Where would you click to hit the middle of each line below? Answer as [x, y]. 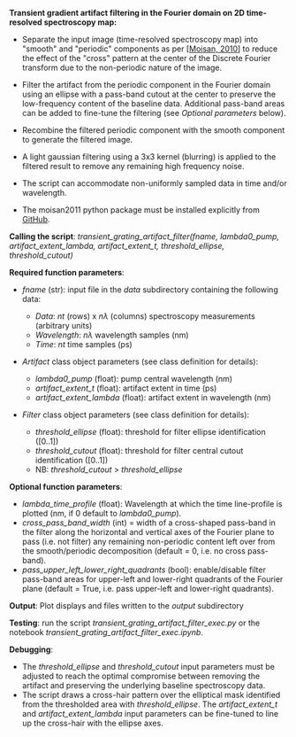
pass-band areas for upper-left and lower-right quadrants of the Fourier [152, 579]
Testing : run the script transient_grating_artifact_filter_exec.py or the [135, 623]
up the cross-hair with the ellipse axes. [92, 723]
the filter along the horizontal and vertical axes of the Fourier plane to [148, 532]
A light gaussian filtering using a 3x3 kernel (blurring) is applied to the [149, 157]
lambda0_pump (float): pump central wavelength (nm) [133, 379]
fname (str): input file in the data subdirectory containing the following [150, 290]
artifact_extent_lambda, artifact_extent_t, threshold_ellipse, [117, 246]
